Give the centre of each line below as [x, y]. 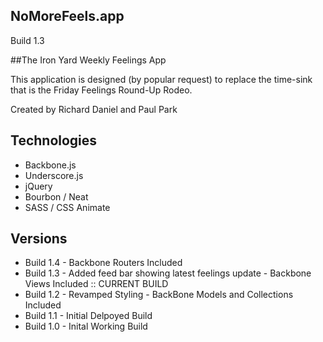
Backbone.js [50, 165]
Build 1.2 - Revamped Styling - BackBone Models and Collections [159, 295]
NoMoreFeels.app [67, 16]
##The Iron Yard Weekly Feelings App [88, 60]
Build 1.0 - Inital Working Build [86, 326]
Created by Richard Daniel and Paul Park [94, 109]
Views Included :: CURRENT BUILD [96, 284]
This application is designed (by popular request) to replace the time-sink [161, 79]
